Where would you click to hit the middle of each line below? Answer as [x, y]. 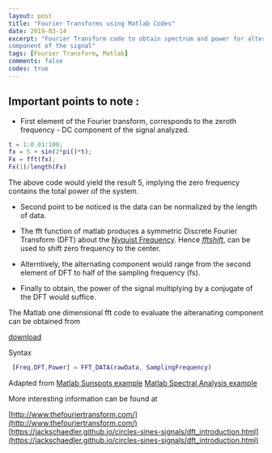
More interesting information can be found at [83, 399]
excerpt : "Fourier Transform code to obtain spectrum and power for [126, 38]
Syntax [20, 353]
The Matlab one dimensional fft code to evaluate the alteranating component [136, 313]
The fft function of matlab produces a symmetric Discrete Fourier [128, 231]
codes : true [28, 69]
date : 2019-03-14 [38, 31]
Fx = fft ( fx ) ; [32, 160]
